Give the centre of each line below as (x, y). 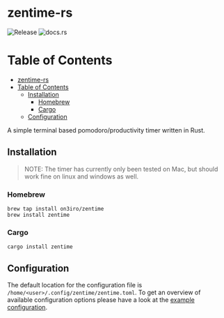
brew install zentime (39, 215)
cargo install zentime (40, 247)
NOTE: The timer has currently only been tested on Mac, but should (121, 169)
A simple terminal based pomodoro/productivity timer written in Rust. (106, 130)
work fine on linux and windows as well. (81, 176)
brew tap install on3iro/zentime (56, 209)
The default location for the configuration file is (75, 285)
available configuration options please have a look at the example (101, 300)
